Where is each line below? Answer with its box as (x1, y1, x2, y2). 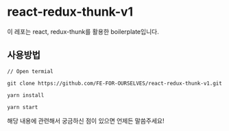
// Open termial (7, 68, 53, 75)
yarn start (7, 104, 38, 111)
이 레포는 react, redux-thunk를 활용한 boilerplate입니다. (7, 27, 159, 35)
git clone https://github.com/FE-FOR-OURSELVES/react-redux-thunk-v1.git (7, 80, 223, 87)
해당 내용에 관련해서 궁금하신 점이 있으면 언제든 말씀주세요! (7, 117, 165, 125)
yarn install (7, 91, 45, 99)
